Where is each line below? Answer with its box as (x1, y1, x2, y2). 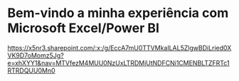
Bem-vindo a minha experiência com (7, 5, 229, 21)
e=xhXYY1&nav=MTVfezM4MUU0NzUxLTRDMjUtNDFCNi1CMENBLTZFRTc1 (7, 58, 230, 67)
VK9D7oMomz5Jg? (7, 51, 64, 60)
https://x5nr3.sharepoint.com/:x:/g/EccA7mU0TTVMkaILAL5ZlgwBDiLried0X (7, 43, 232, 52)
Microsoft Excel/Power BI (7, 20, 160, 36)
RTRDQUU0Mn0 (7, 66, 55, 75)
